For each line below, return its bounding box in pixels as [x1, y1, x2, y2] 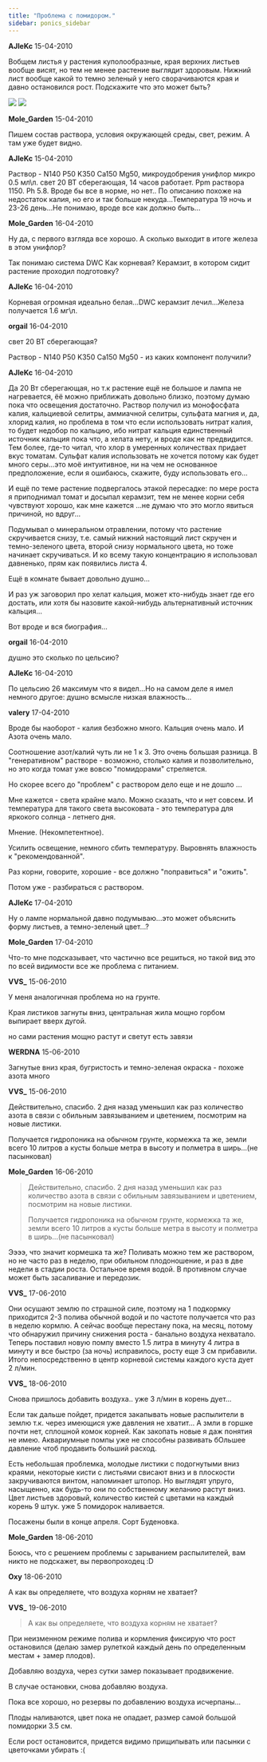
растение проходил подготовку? [8, 266, 120, 276]
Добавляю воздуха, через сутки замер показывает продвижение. [8, 1666, 234, 1676]
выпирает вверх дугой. [8, 1016, 87, 1026]
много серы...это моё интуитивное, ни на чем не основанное [8, 459, 218, 469]
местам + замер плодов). [8, 1650, 96, 1660]
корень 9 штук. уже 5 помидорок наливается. [8, 1501, 165, 1510]
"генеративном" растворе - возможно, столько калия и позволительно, [8, 756, 254, 765]
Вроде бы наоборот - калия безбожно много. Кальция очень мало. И [8, 723, 245, 732]
